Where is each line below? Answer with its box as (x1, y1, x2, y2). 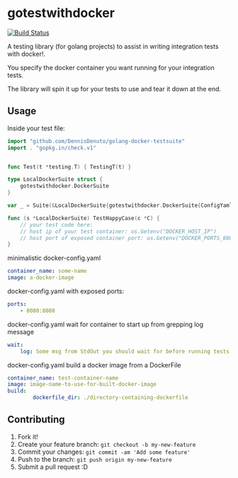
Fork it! (17, 432, 39, 440)
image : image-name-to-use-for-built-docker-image (7, 381, 157, 388)
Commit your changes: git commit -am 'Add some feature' (17, 448, 191, 456)
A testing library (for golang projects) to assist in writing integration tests (7, 42, 219, 50)
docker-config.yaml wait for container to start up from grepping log (7, 320, 204, 329)
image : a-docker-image (7, 274, 74, 281)
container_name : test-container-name (7, 374, 119, 382)
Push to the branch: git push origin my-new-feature (17, 455, 172, 463)
